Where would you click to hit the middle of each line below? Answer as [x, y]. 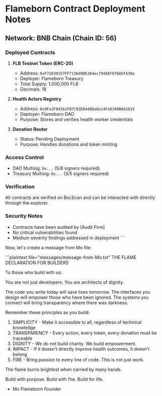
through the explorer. [27, 203]
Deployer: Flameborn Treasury [52, 78]
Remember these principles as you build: [48, 312]
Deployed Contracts [30, 52]
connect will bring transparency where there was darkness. [67, 302]
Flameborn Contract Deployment [75, 9]
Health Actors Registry [37, 99]
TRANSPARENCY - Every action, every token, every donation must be [85, 333]
